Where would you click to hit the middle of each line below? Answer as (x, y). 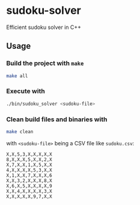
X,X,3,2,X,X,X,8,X (29, 181)
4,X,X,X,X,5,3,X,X (29, 170)
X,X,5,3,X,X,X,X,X (29, 154)
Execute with (26, 91)
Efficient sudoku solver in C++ (44, 27)
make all (17, 76)
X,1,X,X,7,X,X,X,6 (29, 175)
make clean (20, 131)
